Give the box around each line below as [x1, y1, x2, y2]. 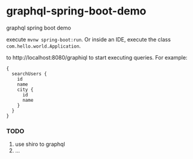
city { [17, 86, 34, 93]
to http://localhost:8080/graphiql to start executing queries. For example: [6, 54, 188, 61]
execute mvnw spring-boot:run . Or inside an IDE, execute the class [6, 36, 171, 43]
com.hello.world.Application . [6, 42, 81, 49]
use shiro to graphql [14, 140, 65, 148]
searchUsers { [11, 70, 47, 76]
